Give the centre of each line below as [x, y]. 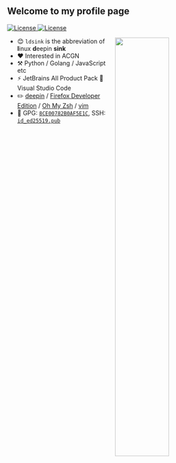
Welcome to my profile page [68, 11]
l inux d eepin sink [41, 48]
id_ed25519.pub [39, 121]
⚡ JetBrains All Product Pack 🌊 [60, 78]
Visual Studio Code [44, 88]
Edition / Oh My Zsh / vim [53, 105]
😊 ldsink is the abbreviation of [61, 41]
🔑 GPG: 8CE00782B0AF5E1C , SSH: [61, 113]
